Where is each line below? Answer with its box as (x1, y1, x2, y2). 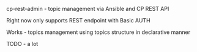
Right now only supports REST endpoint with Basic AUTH (6, 17, 151, 24)
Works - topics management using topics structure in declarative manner (6, 28, 191, 36)
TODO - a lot (6, 41, 39, 47)
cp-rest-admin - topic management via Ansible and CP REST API (6, 5, 169, 12)
